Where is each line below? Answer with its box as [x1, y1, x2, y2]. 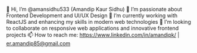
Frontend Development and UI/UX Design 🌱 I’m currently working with [6, 12, 178, 19]
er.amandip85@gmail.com [6, 40, 71, 47]
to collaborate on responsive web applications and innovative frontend [6, 24, 179, 32]
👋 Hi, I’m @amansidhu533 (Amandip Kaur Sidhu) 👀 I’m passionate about [6, 6, 183, 13]
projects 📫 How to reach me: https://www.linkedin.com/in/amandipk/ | [6, 32, 180, 38]
